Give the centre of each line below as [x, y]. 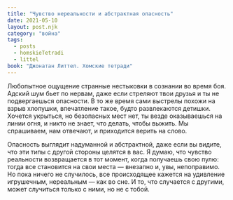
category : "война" [34, 33]
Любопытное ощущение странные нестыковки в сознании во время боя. [116, 86]
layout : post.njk [33, 27]
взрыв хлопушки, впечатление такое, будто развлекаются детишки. [109, 108]
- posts [25, 46]
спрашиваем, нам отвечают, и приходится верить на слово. [97, 131]
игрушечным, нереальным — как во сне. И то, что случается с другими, [116, 181]
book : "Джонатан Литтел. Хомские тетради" [70, 66]
